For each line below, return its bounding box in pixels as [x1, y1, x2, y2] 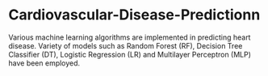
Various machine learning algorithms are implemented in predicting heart [8, 32, 251, 42]
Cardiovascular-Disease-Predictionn [8, 6, 261, 24]
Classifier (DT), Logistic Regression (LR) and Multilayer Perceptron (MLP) [8, 49, 252, 59]
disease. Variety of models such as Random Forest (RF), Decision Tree [8, 40, 243, 50]
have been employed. [8, 58, 81, 68]
